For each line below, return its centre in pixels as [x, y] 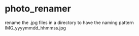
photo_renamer [38, 9]
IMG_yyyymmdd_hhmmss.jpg [36, 27]
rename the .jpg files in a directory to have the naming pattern [69, 22]
